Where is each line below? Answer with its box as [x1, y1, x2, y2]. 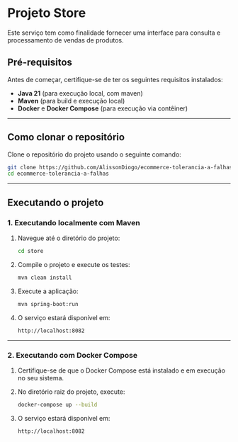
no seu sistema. [17, 373, 64, 382]
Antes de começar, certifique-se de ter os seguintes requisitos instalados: [7, 75, 223, 84]
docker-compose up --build [17, 401, 98, 408]
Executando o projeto [7, 196, 104, 208]
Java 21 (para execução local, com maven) [17, 89, 143, 97]
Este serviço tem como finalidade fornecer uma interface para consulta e [7, 28, 221, 37]
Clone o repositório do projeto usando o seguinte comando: [7, 150, 182, 159]
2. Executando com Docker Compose [7, 350, 138, 360]
